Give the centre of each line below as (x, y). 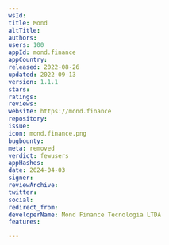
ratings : (23, 97)
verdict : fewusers (38, 155)
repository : (28, 119)
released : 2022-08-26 (44, 67)
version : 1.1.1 (33, 82)
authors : (23, 38)
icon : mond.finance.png (48, 133)
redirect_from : (33, 207)
